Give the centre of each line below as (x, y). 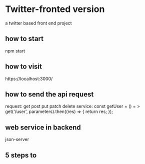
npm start (15, 50)
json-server (17, 139)
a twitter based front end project (38, 23)
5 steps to (21, 155)
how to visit (24, 67)
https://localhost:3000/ (29, 78)
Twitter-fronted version (55, 9)
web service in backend (43, 127)
